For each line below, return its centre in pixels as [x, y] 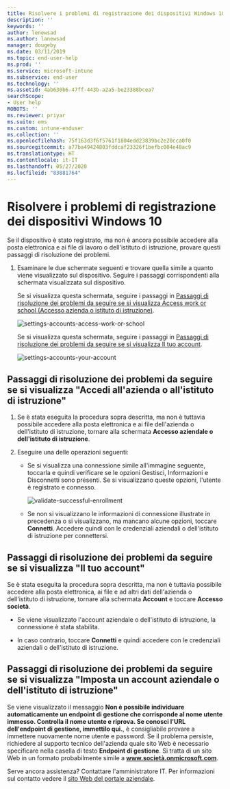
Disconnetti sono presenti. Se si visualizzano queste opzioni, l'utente [124, 480]
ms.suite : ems [27, 122]
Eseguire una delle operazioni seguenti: [73, 452]
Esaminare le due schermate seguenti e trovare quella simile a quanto [115, 268]
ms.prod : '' [24, 64]
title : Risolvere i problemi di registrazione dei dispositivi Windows [111, 13]
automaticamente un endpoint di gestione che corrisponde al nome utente [115, 714]
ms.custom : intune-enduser [46, 128]
